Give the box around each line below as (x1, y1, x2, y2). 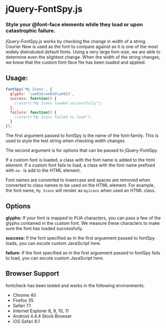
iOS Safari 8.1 (12, 318, 40, 324)
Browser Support (5, 269, 60, 278)
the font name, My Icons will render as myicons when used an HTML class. (5, 188, 156, 194)
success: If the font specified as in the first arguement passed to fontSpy (5, 235, 155, 241)
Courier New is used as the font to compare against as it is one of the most (5, 43, 158, 50)
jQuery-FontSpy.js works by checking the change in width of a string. (5, 39, 147, 44)
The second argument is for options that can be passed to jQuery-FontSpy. (5, 147, 159, 154)
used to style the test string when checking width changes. (5, 138, 126, 144)
